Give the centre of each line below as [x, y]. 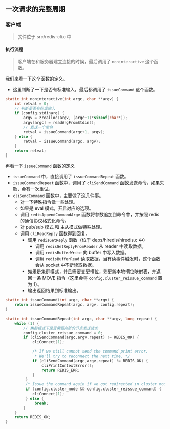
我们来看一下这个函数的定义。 [36, 79]
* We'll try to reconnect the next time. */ [82, 356]
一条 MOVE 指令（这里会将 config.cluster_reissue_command [94, 278]
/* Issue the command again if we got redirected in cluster [91, 384]
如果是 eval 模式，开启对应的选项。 [57, 208]
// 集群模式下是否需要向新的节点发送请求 [61, 328]
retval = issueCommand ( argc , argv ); [62, 141]
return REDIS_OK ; [33, 417]
